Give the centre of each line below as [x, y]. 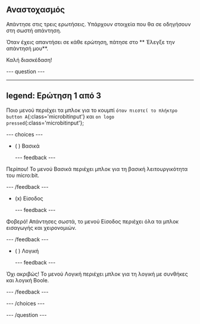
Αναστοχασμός [36, 10]
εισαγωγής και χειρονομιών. [41, 228]
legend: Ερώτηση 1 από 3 [54, 96]
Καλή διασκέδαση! [29, 60]
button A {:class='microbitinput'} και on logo [60, 116]
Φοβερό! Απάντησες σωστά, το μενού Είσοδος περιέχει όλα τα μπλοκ [93, 221]
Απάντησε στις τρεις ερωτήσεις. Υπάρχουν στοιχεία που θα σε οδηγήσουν [99, 24]
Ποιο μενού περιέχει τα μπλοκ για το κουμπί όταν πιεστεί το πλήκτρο [92, 110]
